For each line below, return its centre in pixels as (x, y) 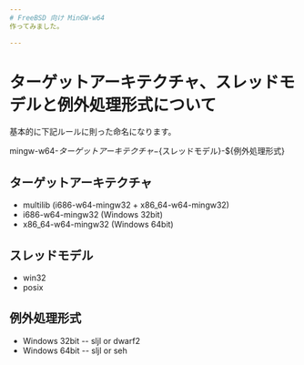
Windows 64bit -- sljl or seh (75, 350)
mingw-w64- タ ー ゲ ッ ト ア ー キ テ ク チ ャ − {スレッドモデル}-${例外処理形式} (147, 151)
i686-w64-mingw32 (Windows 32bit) (93, 215)
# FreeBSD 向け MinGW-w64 (57, 18)
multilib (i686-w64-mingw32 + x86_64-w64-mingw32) (126, 205)
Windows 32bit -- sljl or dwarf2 (81, 340)
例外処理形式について (137, 105)
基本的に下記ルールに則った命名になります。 (93, 132)
